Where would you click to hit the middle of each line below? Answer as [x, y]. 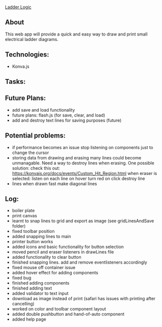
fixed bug [22, 278]
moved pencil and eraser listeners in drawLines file [63, 252]
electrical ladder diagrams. [32, 39]
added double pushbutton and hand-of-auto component [68, 314]
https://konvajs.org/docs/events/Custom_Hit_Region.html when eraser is [85, 173]
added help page [29, 319]
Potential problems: [35, 136]
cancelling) [23, 304]
